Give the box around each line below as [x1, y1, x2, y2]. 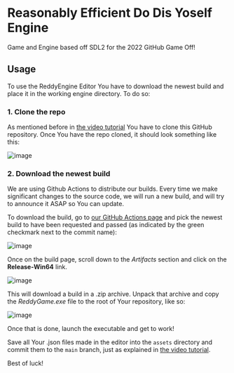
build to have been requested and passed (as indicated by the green [7, 221, 205, 229]
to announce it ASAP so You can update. [7, 200, 125, 208]
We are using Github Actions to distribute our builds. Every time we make [7, 184, 219, 194]
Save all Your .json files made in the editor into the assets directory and [7, 338, 212, 346]
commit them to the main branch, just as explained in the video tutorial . [7, 346, 211, 354]
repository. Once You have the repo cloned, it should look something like [7, 130, 217, 139]
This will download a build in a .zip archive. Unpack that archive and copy [7, 290, 219, 299]
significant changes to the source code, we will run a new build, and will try [7, 192, 225, 201]
